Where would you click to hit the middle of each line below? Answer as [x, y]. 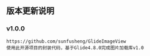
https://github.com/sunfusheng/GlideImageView [66, 41]
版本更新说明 [30, 11]
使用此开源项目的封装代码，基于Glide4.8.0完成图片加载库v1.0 [75, 47]
